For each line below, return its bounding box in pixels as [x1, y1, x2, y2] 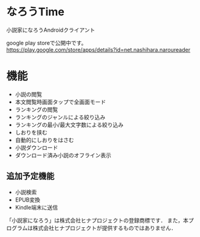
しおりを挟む [15, 129, 47, 136]
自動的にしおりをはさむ [15, 136, 74, 143]
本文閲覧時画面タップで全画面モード [15, 98, 106, 105]
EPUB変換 [15, 196, 41, 203]
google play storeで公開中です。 [6, 39, 87, 46]
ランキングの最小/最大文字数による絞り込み [15, 121, 124, 128]
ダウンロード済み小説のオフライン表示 [15, 151, 111, 158]
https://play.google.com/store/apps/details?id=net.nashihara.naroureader [6, 46, 190, 53]
